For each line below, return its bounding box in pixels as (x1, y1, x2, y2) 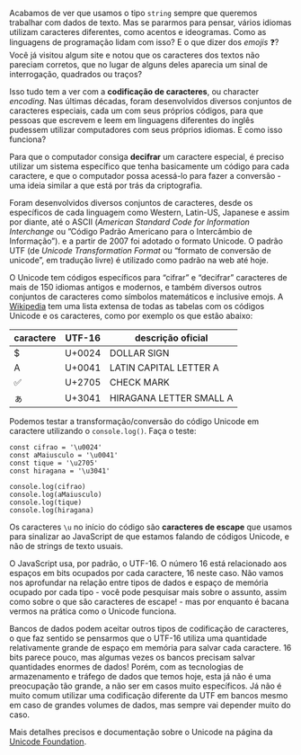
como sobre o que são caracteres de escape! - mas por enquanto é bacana (9, 597, 289, 607)
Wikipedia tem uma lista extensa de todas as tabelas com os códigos (9, 301, 265, 311)
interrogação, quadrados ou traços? (9, 69, 142, 79)
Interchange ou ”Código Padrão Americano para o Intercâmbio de (9, 226, 253, 236)
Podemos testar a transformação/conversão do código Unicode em (9, 416, 259, 426)
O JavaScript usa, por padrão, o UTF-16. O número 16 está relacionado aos (9, 558, 288, 569)
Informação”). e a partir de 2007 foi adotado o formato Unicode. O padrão (9, 235, 283, 246)
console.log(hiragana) (9, 506, 94, 515)
